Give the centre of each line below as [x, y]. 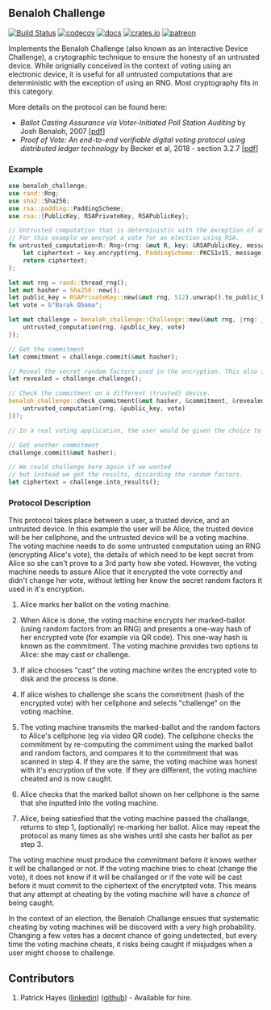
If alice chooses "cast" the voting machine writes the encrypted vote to [138, 670]
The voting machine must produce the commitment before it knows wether [133, 860]
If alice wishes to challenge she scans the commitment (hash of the [132, 694]
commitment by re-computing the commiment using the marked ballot [137, 744]
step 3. [31, 844]
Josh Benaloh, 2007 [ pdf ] [63, 131]
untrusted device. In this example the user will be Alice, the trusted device [131, 529]
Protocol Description [50, 503]
